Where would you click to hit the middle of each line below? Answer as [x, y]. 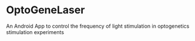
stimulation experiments [35, 32]
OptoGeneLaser [46, 10]
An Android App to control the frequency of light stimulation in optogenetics [98, 26]
